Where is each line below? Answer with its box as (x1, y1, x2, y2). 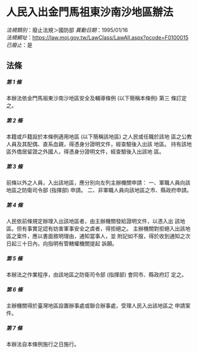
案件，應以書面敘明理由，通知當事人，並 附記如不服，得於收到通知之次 (16, 233, 191, 240)
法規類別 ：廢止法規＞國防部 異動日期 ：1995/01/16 (6, 26, 128, 34)
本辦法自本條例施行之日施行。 (6, 340, 79, 348)
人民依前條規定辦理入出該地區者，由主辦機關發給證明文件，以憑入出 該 (6, 218, 180, 225)
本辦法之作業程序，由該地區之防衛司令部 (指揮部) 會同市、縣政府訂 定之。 (6, 271, 187, 278)
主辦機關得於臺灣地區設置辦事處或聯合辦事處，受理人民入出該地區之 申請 (6, 302, 185, 309)
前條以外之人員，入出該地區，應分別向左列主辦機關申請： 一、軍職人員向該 (6, 179, 191, 186)
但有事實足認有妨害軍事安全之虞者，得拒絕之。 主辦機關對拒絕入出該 (16, 225, 185, 232)
